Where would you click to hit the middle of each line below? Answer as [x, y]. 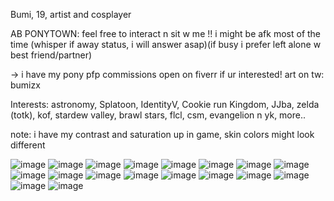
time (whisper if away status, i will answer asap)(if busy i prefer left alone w [166, 44]
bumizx [25, 85]
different [28, 145]
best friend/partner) [51, 55]
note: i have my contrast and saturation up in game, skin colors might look [162, 134]
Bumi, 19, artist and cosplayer [71, 14]
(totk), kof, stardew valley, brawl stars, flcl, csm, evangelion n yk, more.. [158, 115]
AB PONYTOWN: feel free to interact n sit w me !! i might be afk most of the [166, 33]
